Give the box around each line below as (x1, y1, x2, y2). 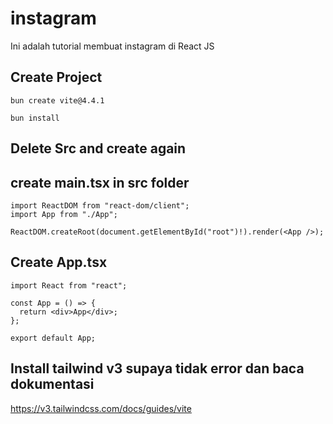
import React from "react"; (10, 280, 128, 291)
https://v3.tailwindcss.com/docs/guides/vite (10, 402, 192, 414)
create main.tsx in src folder (10, 174, 190, 191)
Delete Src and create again (10, 140, 187, 157)
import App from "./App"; (10, 209, 118, 219)
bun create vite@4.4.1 (10, 95, 105, 106)
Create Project (10, 69, 103, 86)
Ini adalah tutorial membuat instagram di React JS (10, 40, 215, 52)
